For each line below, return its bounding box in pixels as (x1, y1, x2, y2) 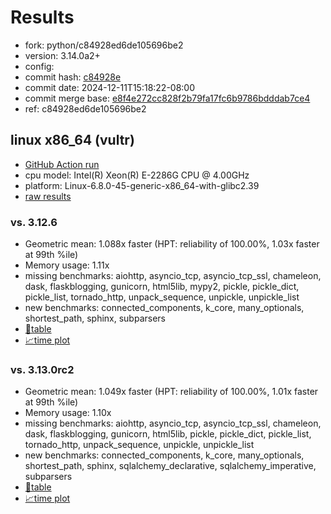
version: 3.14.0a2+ (24, 49, 101, 61)
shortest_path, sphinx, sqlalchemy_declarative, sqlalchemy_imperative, (24, 460, 317, 472)
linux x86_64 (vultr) (10, 132, 135, 149)
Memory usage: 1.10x (24, 407, 112, 419)
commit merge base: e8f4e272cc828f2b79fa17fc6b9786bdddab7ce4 (24, 92, 311, 104)
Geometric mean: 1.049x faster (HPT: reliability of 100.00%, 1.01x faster (24, 386, 319, 398)
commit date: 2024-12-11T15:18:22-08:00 (24, 81, 196, 93)
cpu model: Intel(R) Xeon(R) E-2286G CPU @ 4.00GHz (24, 169, 250, 181)
